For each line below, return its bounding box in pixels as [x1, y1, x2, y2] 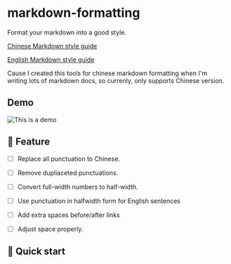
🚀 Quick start [7, 246, 65, 258]
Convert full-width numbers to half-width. [17, 183, 138, 191]
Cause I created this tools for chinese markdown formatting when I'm [7, 69, 208, 77]
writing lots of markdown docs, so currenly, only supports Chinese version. [7, 76, 225, 85]
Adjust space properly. [17, 225, 84, 233]
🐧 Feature [7, 136, 51, 148]
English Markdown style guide [7, 55, 95, 64]
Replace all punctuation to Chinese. [17, 154, 121, 163]
